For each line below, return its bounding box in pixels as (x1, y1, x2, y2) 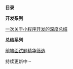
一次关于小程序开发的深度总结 (5, 26, 67, 32)
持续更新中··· (5, 58, 32, 64)
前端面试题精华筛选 (5, 48, 46, 53)
